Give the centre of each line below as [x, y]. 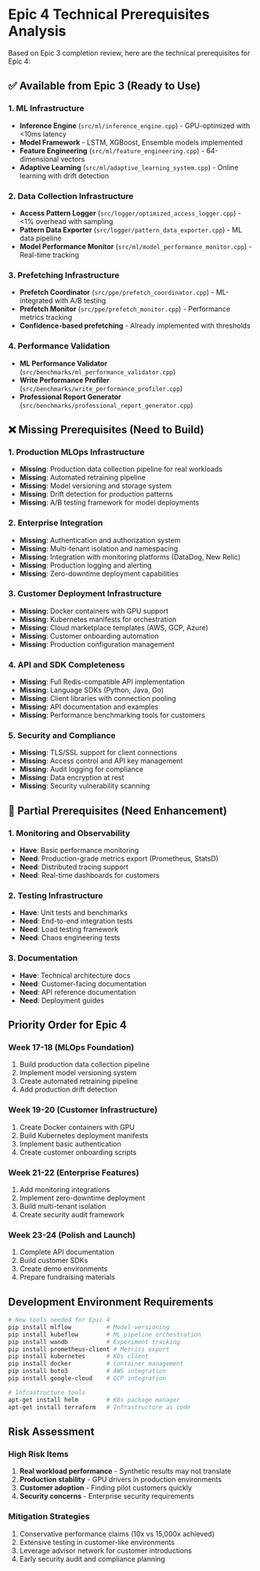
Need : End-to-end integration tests [76, 921]
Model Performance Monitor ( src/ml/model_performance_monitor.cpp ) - [135, 246]
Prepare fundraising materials [67, 1277]
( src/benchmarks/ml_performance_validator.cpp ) [97, 372]
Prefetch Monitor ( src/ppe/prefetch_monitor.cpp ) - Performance [125, 309]
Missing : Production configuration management [97, 644]
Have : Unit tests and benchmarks [73, 912]
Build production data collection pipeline [85, 1064]
